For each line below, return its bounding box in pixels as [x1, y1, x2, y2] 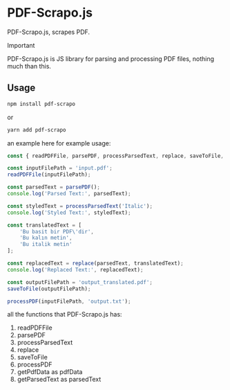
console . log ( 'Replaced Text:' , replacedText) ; [7, 266, 144, 273]
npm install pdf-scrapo [7, 100, 76, 107]
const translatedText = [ [7, 222, 82, 229]
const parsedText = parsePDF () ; [7, 184, 100, 191]
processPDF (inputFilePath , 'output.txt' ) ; [7, 298, 131, 305]
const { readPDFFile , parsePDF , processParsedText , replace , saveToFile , [7, 152, 224, 159]
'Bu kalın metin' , [19, 234, 73, 242]
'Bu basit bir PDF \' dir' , [19, 228, 95, 235]
